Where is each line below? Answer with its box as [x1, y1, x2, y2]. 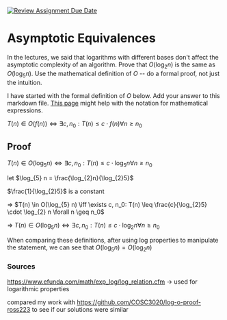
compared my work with [7, 298, 76, 306]
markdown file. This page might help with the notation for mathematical [7, 99, 209, 107]
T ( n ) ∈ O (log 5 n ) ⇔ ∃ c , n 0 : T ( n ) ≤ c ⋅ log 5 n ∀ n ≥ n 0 [7, 159, 152, 169]
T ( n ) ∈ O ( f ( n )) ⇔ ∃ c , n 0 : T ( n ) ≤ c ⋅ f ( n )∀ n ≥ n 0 [7, 119, 142, 130]
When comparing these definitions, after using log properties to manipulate [7, 236, 219, 244]
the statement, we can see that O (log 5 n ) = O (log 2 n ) [7, 243, 152, 253]
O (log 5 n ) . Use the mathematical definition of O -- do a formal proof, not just [7, 69, 220, 79]
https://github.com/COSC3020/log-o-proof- [77, 298, 202, 306]
